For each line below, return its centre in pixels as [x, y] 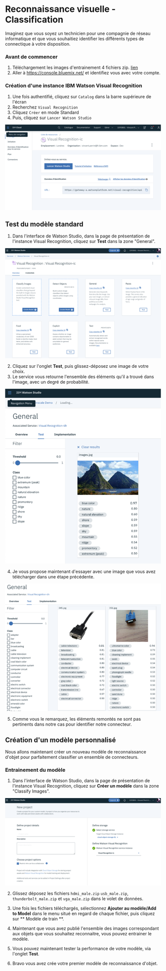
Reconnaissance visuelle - [61, 9]
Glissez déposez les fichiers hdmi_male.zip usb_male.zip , [70, 893]
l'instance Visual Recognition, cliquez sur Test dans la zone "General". [84, 241]
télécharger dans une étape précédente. [53, 577]
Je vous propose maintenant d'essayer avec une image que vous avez [84, 571]
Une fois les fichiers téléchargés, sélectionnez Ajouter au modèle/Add [84, 908]
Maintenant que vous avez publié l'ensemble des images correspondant [85, 928]
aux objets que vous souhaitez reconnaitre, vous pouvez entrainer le [82, 933]
